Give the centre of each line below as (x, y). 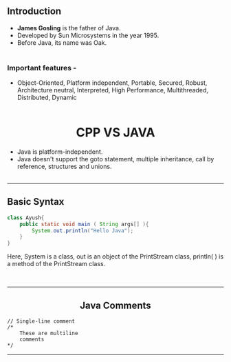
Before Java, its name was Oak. (62, 42)
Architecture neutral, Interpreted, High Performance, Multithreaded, (112, 90)
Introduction (34, 11)
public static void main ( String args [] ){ (84, 224)
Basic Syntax (36, 202)
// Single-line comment (41, 321)
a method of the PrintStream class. (56, 264)
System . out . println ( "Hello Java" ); (83, 230)
